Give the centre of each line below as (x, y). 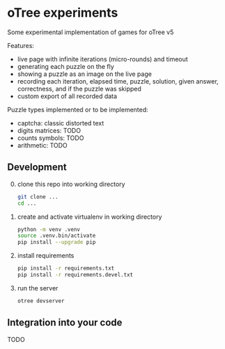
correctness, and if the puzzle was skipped (79, 88)
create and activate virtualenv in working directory (90, 217)
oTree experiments (63, 13)
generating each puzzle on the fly (66, 66)
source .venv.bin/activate (56, 236)
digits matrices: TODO (49, 130)
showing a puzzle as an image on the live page (84, 74)
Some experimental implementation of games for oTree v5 (91, 32)
